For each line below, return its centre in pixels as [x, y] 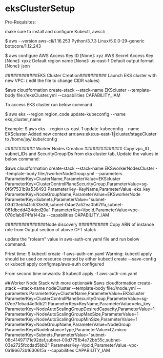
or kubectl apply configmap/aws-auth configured [54, 264]
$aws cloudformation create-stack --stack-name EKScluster [66, 90]
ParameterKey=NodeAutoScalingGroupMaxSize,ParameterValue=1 [72, 314]
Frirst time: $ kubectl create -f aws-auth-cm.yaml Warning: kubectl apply [79, 254]
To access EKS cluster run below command [49, 104]
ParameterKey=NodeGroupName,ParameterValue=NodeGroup [68, 324]
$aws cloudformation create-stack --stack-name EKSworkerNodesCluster [80, 168]
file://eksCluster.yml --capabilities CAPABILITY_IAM [68, 95]
